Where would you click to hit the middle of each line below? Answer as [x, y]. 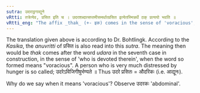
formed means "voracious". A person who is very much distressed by [92, 66]
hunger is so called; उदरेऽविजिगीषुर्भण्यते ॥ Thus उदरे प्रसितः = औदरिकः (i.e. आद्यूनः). [95, 72]
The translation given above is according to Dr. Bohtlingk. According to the [98, 40]
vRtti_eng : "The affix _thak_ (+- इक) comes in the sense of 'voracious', [101, 23]
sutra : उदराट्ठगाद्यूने [25, 12]
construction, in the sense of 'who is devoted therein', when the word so [95, 59]
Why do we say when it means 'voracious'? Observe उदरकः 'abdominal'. [93, 83]
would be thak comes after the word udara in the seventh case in [87, 53]
